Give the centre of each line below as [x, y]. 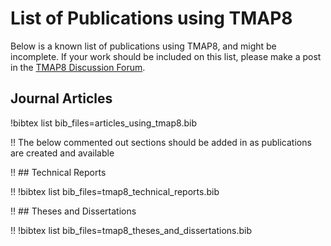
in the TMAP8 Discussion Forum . [78, 67]
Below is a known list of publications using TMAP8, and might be [143, 46]
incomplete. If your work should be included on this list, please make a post [166, 56]
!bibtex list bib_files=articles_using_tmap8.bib [103, 123]
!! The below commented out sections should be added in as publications [161, 142]
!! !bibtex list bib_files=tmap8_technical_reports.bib [115, 191]
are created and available [62, 153]
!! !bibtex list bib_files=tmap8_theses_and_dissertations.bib [131, 230]
